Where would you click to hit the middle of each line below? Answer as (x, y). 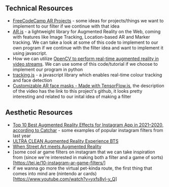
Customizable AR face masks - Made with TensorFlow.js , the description (88, 86)
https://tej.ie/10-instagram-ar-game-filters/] (60, 163)
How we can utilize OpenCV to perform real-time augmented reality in (86, 59)
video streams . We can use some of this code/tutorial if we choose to (85, 64)
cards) (90, 173)
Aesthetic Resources (39, 112)
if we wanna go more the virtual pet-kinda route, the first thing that (82, 168)
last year (22, 136)
